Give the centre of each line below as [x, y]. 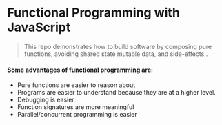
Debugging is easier [46, 100]
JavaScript [39, 27]
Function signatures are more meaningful [75, 107]
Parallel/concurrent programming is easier [77, 115]
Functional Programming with [94, 13]
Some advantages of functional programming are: [80, 70]
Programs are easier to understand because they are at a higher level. [116, 93]
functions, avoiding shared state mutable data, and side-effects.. [116, 54]
